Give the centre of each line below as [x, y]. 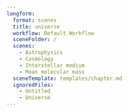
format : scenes [35, 20]
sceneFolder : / [35, 40]
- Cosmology [36, 59]
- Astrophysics [41, 53]
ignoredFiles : [33, 85]
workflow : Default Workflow [54, 33]
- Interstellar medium [52, 65]
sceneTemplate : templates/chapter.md [68, 78]
